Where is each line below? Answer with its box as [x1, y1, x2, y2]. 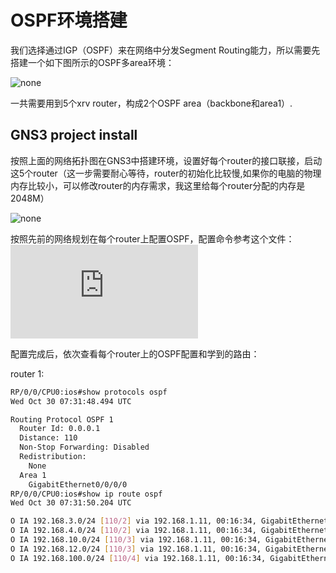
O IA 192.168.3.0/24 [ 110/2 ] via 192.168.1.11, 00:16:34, [10, 516, 257, 526]
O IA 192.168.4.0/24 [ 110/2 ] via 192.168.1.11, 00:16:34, [10, 526, 257, 536]
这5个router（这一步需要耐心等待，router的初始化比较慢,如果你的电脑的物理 [10, 167, 322, 179]
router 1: [10, 367, 45, 380]
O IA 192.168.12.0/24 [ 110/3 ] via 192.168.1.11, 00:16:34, [10, 544, 262, 554]
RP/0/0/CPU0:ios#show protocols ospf [10, 387, 168, 397]
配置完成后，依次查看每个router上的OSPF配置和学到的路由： [10, 347, 260, 360]
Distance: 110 [19, 433, 78, 443]
